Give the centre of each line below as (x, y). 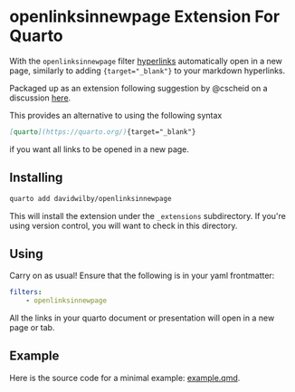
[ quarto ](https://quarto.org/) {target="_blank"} (103, 132)
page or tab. (32, 328)
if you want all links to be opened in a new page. (100, 149)
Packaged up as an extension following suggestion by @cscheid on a (139, 88)
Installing (36, 178)
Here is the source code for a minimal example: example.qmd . (125, 378)
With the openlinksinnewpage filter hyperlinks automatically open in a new (146, 61)
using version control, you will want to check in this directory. (124, 225)
